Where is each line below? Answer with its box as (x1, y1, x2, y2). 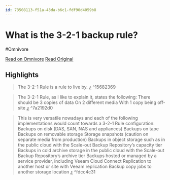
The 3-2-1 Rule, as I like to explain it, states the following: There (17, 94, 151, 100)
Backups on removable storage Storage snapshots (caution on (17, 131, 149, 137)
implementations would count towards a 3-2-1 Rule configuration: (17, 120, 155, 127)
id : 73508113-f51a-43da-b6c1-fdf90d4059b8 (5, 7, 96, 13)
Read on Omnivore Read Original (5, 56, 74, 62)
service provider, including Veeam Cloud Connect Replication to (17, 158, 152, 164)
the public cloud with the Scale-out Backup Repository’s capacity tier (17, 142, 162, 148)
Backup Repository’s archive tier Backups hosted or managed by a (17, 153, 157, 159)
